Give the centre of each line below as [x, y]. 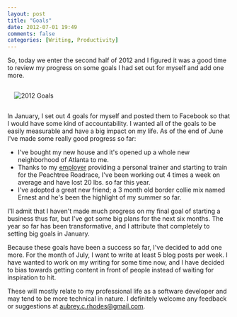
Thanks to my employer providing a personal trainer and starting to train [122, 168]
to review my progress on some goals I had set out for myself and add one [116, 68]
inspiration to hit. [32, 277]
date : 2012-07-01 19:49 [42, 27]
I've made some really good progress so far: [72, 139]
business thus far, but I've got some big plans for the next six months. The [115, 219]
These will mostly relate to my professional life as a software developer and [117, 292]
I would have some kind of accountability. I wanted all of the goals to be [112, 124]
